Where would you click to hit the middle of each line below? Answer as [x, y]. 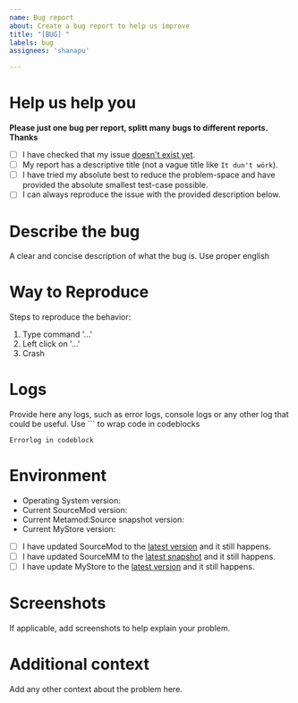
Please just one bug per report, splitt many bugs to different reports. [139, 128]
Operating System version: [71, 501]
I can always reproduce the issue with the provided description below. [151, 194]
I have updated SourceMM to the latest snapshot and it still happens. [149, 557]
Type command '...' [57, 334]
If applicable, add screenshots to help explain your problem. [120, 629]
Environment [58, 476]
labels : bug [31, 43]
